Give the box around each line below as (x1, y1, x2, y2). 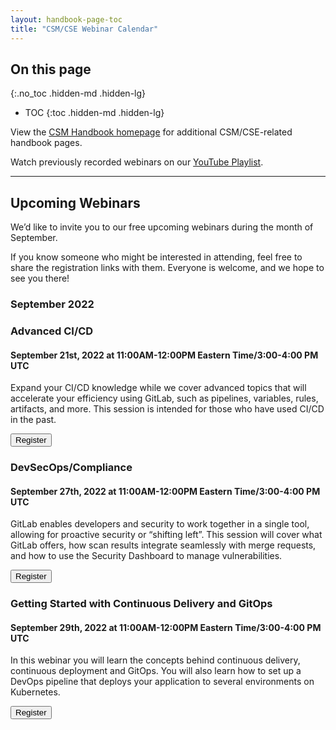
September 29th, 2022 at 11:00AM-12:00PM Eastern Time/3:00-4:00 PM (10, 621, 322, 633)
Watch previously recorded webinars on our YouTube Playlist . (10, 156, 264, 168)
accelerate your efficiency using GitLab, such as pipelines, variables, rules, (10, 392, 319, 405)
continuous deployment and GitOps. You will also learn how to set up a (10, 665, 302, 677)
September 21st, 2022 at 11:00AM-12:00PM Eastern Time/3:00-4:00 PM (10, 349, 319, 361)
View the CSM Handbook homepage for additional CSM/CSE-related (10, 126, 293, 138)
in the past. (10, 414, 57, 426)
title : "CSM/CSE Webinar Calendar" (10, 24, 159, 34)
